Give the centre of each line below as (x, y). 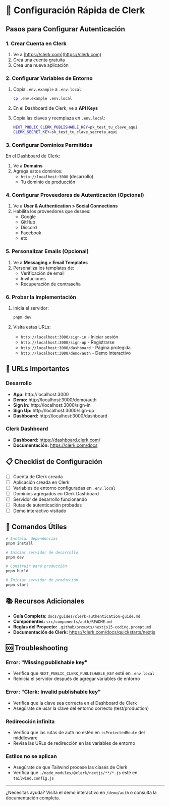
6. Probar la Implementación (41, 297)
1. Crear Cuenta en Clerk (36, 44)
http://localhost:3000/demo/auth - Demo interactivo (76, 353)
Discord (29, 228)
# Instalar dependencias (32, 538)
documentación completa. (33, 798)
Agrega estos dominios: (38, 171)
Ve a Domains (28, 166)
